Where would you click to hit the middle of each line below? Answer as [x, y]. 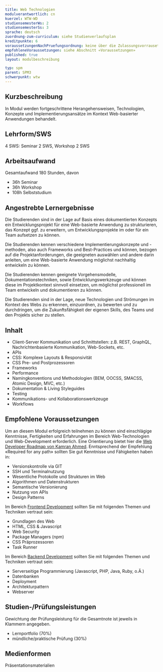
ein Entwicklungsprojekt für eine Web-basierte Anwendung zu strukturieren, [81, 225]
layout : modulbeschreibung [32, 59]
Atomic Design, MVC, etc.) [39, 383]
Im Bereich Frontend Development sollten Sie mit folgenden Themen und [78, 507]
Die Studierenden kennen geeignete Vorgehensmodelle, [61, 275]
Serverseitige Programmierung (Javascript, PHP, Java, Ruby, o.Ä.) [78, 571]
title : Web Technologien [30, 9]
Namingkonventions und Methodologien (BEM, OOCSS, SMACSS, [77, 378]
